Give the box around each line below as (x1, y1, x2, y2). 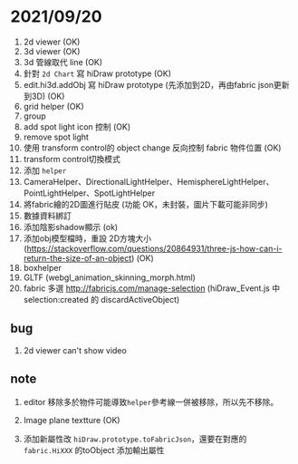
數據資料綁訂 (23, 210, 72, 221)
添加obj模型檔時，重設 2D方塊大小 (23, 233, 152, 244)
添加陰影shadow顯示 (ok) (23, 221, 119, 232)
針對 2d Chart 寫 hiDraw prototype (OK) (23, 68, 171, 79)
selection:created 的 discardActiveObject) (23, 294, 180, 304)
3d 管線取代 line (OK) (23, 56, 103, 67)
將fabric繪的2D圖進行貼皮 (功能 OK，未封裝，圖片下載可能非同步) (23, 198, 268, 209)
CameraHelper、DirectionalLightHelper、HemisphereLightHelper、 (23, 176, 274, 187)
